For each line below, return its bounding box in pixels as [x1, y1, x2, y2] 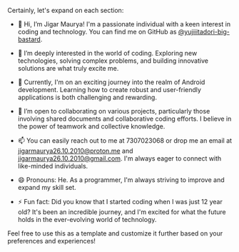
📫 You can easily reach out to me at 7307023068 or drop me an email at [17, 136, 233, 145]
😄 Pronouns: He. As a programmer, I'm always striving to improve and [17, 176, 225, 184]
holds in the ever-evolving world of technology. [17, 216, 157, 223]
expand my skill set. [17, 183, 76, 191]
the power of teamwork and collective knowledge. [17, 122, 166, 131]
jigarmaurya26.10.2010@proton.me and [17, 146, 133, 155]
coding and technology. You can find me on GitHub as [17, 28, 177, 36]
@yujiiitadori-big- [178, 28, 230, 36]
